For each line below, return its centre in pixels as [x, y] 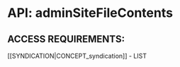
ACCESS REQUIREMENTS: [66, 39]
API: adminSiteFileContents [90, 13]
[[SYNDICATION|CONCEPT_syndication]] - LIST [77, 56]
